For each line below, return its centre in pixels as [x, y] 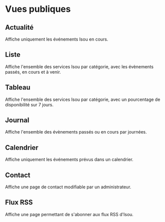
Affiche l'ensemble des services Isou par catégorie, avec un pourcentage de [83, 99]
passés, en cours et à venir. [33, 72]
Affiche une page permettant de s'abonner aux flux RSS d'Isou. [69, 214]
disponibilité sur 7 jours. [29, 104]
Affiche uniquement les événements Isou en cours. [57, 39]
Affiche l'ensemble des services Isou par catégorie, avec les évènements [79, 67]
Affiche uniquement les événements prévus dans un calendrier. [69, 160]
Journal [17, 120]
